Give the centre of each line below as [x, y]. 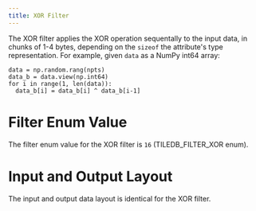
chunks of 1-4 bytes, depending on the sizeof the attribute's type [116, 47]
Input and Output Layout [91, 176]
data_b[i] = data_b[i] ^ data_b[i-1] [78, 91]
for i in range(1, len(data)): [60, 84]
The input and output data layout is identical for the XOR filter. [110, 198]
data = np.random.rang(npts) [57, 70]
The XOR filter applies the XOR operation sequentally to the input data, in [128, 38]
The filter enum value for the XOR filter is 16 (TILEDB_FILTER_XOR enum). [128, 144]
